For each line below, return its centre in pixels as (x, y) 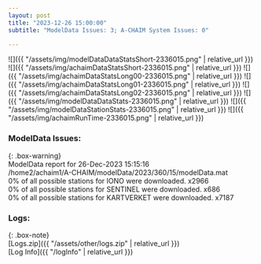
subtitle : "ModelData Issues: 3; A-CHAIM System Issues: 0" (109, 30)
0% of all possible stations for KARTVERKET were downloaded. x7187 (121, 197)
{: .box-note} (29, 235)
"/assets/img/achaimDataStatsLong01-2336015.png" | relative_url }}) (130, 84)
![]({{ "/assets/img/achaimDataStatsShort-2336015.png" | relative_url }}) (125, 68)
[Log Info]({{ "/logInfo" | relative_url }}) (71, 251)
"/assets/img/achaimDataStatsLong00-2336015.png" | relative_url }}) (130, 76)
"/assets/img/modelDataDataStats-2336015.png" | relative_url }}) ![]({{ (132, 101)
